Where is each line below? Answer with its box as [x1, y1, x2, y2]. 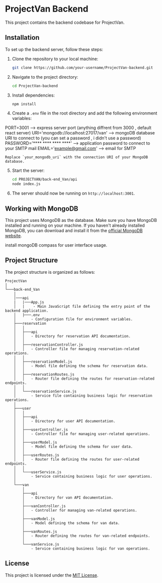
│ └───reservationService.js [14, 389, 77, 394]
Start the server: [12, 167, 45, 173]
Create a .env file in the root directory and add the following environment [12, 110, 158, 116]
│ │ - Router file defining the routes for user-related [14, 457, 139, 462]
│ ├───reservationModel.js [14, 359, 73, 364]
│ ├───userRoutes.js [14, 452, 59, 457]
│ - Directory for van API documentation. [22, 495, 114, 500]
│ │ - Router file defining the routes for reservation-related [14, 376, 155, 381]
